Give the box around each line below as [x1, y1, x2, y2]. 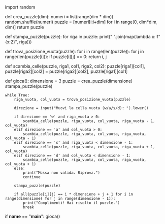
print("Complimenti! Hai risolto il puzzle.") [23, 200, 120, 205]
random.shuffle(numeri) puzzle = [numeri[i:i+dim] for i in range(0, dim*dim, [5, 19, 158, 25]
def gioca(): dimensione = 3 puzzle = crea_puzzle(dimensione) [5, 78, 133, 84]
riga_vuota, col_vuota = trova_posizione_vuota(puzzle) [14, 97, 132, 102]
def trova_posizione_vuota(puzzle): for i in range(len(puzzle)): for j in [5, 49, 144, 54]
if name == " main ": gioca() [5, 214, 60, 219]
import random [5, 4, 35, 10]
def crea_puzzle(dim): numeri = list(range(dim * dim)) [5, 14, 114, 19]
